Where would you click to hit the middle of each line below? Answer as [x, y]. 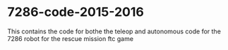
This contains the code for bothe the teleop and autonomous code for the [114, 31]
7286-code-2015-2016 [76, 12]
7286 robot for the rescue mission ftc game [71, 38]
